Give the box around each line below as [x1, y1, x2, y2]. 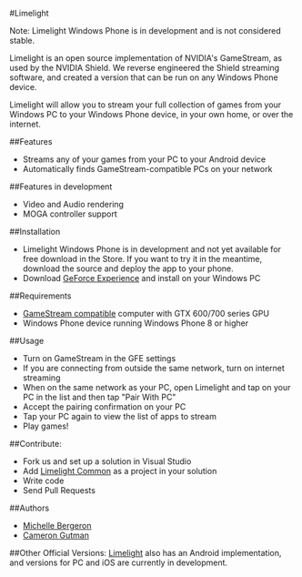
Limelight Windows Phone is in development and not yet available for [22, 244, 282, 254]
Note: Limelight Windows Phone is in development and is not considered [9, 25, 281, 35]
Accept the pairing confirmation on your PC [22, 401, 186, 412]
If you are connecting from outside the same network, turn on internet [22, 363, 285, 373]
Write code [22, 475, 65, 486]
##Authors [9, 502, 50, 513]
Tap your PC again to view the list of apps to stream [22, 411, 216, 421]
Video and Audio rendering [22, 199, 125, 209]
